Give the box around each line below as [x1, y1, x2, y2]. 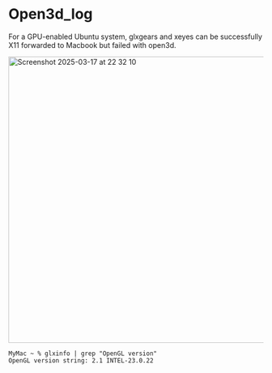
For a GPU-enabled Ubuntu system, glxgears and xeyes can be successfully [8, 32, 263, 41]
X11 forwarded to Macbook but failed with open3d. [8, 40, 176, 49]
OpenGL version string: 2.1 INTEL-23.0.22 [8, 356, 154, 365]
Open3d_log [8, 5, 93, 24]
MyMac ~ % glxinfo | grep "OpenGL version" [8, 349, 158, 358]
